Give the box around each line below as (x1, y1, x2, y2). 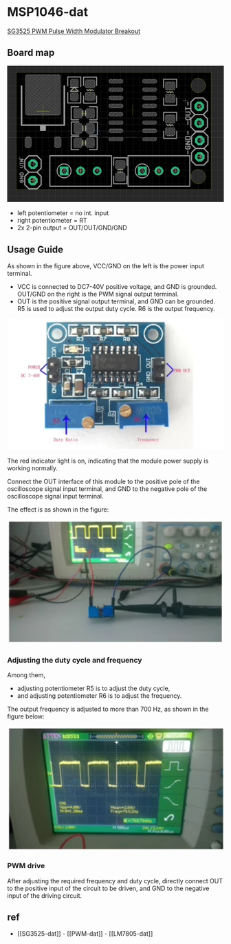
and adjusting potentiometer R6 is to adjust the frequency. (16, 692, 182, 700)
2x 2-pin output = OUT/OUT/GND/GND (16, 223, 127, 232)
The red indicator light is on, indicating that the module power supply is (7, 456, 209, 465)
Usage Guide (7, 243, 64, 255)
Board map (7, 47, 55, 59)
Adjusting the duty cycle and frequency (7, 656, 142, 665)
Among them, (7, 671, 46, 679)
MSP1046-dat (7, 4, 88, 20)
